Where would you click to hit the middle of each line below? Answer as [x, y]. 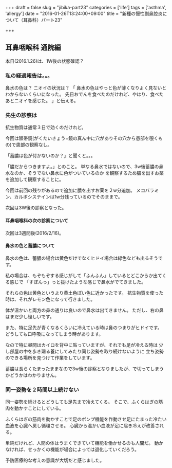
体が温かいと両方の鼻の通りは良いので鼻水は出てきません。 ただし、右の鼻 [85, 310]
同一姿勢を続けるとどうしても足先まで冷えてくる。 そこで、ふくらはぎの [82, 402]
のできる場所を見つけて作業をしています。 [50, 357]
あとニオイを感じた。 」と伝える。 [42, 101]
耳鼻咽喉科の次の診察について [37, 220]
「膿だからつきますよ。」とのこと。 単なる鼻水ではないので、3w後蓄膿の [82, 167]
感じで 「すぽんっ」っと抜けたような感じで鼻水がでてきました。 [78, 282]
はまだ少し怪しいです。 [30, 316]
